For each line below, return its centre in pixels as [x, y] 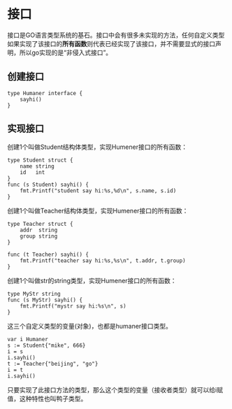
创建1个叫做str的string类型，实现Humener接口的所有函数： [92, 280]
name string [37, 166]
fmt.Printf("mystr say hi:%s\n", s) [73, 306]
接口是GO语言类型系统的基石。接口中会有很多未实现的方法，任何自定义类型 [116, 35]
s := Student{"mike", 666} [46, 345]
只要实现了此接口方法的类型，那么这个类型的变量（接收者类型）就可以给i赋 [115, 389]
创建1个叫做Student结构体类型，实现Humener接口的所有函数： [97, 147]
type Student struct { [40, 160]
